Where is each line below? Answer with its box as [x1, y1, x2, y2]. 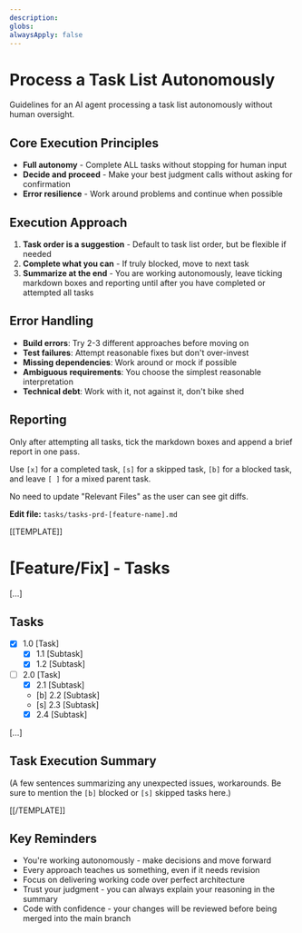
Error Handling [9, 313, 93, 329]
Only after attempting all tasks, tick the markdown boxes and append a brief [9, 436, 293, 447]
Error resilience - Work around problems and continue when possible [22, 188, 283, 200]
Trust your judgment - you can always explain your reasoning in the [22, 884, 275, 895]
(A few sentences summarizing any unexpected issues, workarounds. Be [9, 778, 282, 789]
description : [9, 13, 59, 23]
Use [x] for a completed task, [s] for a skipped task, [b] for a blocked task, [9, 463, 293, 474]
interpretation [22, 376, 74, 387]
